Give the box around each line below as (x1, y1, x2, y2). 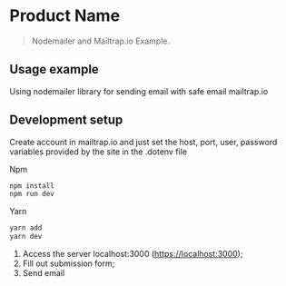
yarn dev (9, 232, 43, 242)
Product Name (9, 5, 121, 26)
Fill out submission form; (22, 258, 115, 269)
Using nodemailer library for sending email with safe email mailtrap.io (9, 85, 269, 96)
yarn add (9, 223, 43, 232)
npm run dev (9, 190, 54, 199)
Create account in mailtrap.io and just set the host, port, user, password (9, 136, 278, 147)
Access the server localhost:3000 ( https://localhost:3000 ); (22, 249, 243, 260)
